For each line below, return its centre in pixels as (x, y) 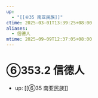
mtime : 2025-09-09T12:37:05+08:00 (49, 39)
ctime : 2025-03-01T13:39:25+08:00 (49, 23)
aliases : (17, 28)
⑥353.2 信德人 (45, 70)
